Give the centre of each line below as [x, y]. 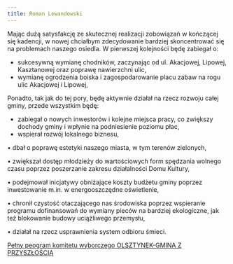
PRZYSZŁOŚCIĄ [30, 252]
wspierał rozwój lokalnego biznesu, [68, 134]
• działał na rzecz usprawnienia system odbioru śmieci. [87, 231]
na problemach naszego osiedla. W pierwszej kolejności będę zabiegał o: [113, 48]
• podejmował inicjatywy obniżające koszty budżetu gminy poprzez [105, 182]
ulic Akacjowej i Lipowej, [53, 84]
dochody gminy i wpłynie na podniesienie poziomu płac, [98, 126]
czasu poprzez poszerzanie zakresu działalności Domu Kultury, [99, 168]
